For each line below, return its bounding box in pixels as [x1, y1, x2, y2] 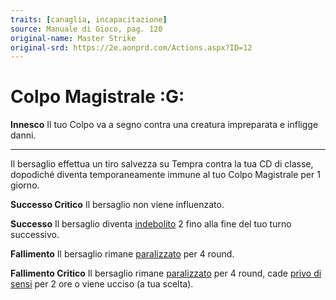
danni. [10, 129, 37, 141]
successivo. [10, 229, 60, 241]
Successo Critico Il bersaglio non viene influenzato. [10, 199, 225, 211]
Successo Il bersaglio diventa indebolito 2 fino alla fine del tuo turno [10, 218, 292, 230]
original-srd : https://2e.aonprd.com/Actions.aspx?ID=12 [10, 42, 253, 53]
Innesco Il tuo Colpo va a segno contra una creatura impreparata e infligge [10, 119, 319, 131]
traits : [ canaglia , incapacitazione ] [10, 14, 168, 25]
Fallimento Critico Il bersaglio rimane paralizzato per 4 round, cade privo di [10, 267, 322, 280]
